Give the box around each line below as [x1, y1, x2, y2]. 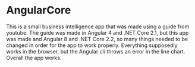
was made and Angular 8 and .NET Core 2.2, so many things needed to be [6, 35, 188, 42]
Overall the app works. [6, 54, 62, 61]
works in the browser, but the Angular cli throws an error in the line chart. [6, 48, 185, 55]
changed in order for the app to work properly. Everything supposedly [6, 42, 178, 49]
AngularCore [6, 4, 71, 17]
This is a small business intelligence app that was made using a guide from [6, 23, 190, 30]
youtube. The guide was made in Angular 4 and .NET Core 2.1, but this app [6, 29, 189, 36]
